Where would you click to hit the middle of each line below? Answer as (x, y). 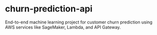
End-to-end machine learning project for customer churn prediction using (79, 22)
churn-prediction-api (49, 9)
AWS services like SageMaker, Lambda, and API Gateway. (63, 27)
